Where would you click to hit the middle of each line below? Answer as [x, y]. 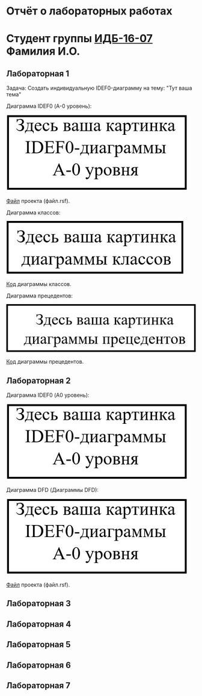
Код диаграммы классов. [39, 284]
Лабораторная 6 [38, 665]
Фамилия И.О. [43, 51]
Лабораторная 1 [38, 73]
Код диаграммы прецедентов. [45, 362]
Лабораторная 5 [38, 645]
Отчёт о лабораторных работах [89, 11]
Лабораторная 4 [39, 624]
